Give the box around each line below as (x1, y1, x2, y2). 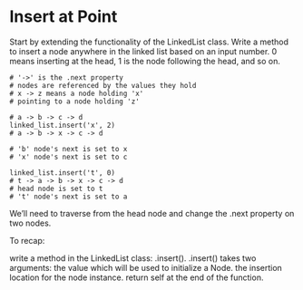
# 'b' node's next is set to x (9, 144, 128, 153)
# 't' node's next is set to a (9, 192, 128, 201)
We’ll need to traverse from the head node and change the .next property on (9, 208, 295, 218)
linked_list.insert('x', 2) (9, 121, 116, 130)
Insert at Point (9, 6, 118, 27)
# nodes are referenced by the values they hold (9, 81, 197, 90)
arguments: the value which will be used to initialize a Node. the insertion (9, 262, 283, 273)
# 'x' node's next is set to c (9, 152, 128, 161)
